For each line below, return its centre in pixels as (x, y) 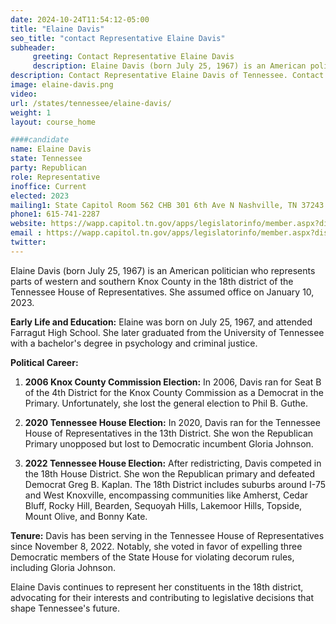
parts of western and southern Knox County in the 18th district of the (152, 281)
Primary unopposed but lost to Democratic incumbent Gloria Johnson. (169, 443)
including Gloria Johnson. (63, 567)
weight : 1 (31, 112)
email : (26, 233)
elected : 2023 (40, 196)
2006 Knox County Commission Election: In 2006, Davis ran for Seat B (173, 382)
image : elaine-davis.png (62, 85)
